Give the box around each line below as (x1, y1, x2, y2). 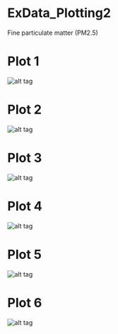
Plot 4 (7, 198, 42, 214)
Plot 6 (7, 294, 42, 311)
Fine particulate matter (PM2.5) (7, 28, 99, 37)
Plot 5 (7, 246, 42, 262)
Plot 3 (7, 150, 42, 166)
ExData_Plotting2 (7, 5, 112, 21)
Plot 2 (7, 101, 42, 118)
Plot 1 (7, 53, 40, 69)
